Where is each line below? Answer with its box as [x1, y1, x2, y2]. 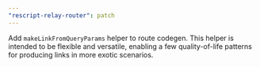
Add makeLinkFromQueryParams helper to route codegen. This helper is [8, 33, 234, 43]
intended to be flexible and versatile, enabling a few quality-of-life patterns [8, 41, 252, 51]
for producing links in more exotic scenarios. [8, 50, 154, 59]
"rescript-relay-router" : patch [8, 11, 115, 20]
